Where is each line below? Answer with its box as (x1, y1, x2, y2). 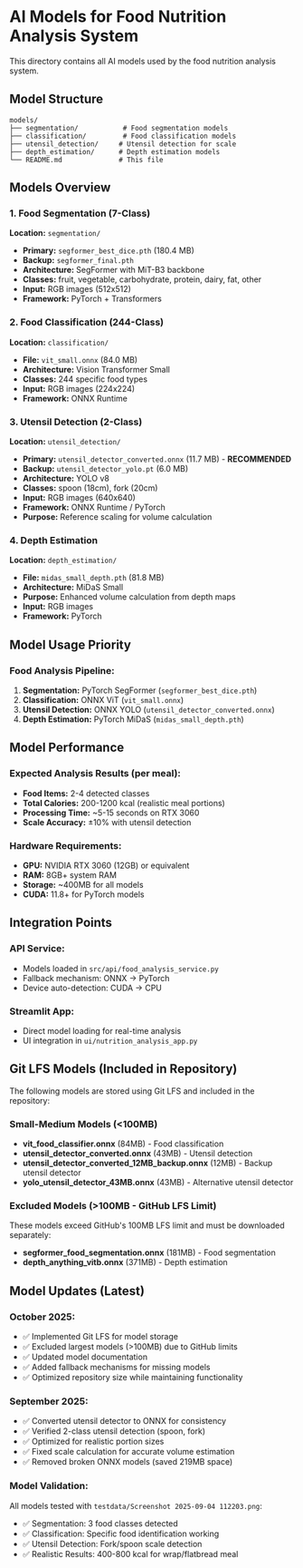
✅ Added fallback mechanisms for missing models (22, 1362, 211, 1373)
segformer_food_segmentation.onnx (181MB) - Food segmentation (22, 1247, 276, 1258)
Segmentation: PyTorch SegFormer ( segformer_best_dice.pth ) (22, 685, 258, 696)
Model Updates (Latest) (9, 1283, 145, 1299)
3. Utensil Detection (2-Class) (9, 415, 143, 428)
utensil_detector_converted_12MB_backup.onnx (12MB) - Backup (22, 1158, 273, 1169)
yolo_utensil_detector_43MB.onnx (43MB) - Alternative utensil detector (22, 1177, 294, 1188)
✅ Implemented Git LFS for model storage (22, 1331, 179, 1342)
